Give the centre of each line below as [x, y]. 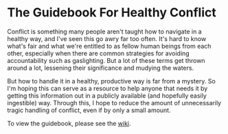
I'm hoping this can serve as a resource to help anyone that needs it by [107, 88]
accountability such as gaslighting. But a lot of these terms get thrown [106, 60]
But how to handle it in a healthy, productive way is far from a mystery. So [112, 81]
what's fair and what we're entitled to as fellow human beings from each [109, 46]
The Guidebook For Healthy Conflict [112, 13]
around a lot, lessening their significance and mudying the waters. [101, 68]
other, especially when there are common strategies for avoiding [99, 53]
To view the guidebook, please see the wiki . [69, 123]
